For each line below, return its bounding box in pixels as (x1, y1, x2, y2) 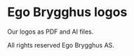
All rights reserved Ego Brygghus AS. (7, 41, 114, 49)
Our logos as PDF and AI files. (7, 27, 94, 36)
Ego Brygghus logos (7, 4, 128, 20)
